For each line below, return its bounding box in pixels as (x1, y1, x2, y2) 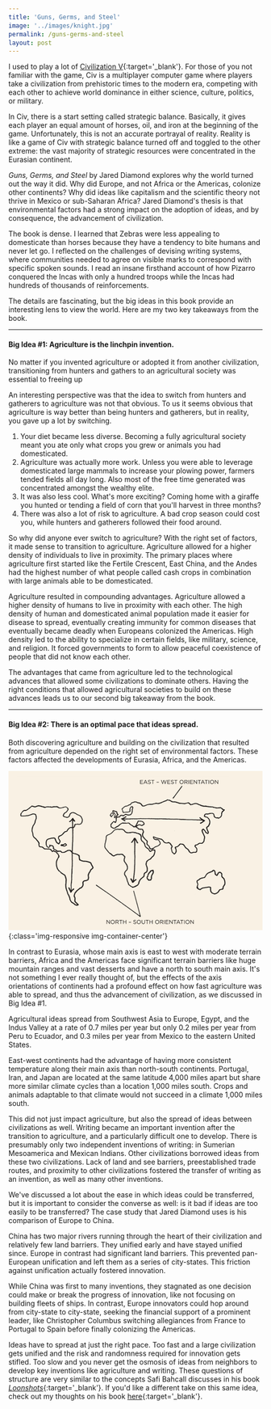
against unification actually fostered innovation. (8, 1265, 166, 1275)
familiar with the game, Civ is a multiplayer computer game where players (8, 70, 252, 80)
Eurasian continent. (8, 154, 73, 165)
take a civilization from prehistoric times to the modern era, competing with (8, 79, 258, 89)
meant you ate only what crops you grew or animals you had (19, 441, 222, 450)
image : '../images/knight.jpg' (8, 21, 114, 30)
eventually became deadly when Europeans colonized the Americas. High (8, 626, 254, 636)
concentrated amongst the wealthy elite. (19, 483, 155, 493)
